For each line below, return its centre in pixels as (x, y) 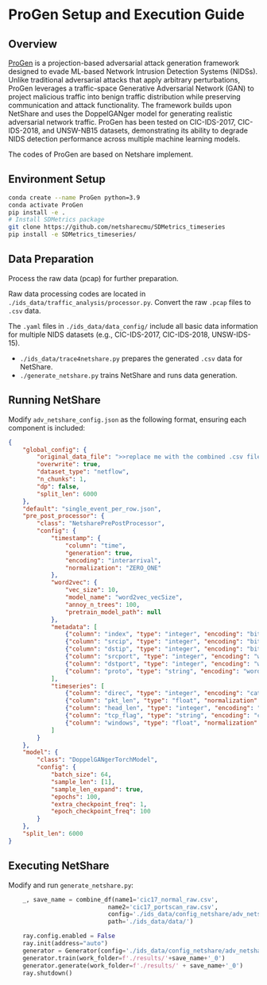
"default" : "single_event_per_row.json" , (92, 509)
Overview (33, 44)
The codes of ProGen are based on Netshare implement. (101, 154)
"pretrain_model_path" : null (113, 612)
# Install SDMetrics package (56, 220)
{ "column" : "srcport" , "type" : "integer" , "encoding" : (157, 657)
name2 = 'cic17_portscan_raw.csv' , (163, 907)
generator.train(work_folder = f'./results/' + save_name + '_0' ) (124, 958)
